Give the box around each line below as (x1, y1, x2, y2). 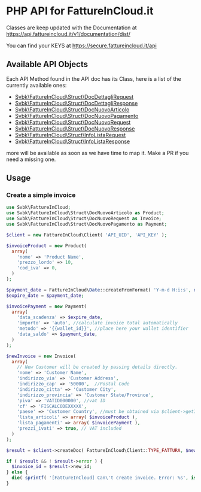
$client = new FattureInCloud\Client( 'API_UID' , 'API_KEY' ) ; (6, 232, 167, 238)
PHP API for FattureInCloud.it (6, 4, 154, 18)
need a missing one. (6, 156, 56, 163)
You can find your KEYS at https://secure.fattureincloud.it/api (6, 42, 157, 49)
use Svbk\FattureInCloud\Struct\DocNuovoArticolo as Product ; (6, 210, 165, 216)
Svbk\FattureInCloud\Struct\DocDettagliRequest (14, 93, 134, 100)
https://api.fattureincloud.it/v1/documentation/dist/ (6, 30, 130, 37)
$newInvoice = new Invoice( (6, 353, 77, 359)
